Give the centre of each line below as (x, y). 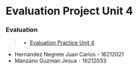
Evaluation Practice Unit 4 (62, 43)
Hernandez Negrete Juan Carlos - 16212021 (69, 55)
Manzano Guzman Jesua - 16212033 (60, 61)
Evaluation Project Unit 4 (69, 11)
